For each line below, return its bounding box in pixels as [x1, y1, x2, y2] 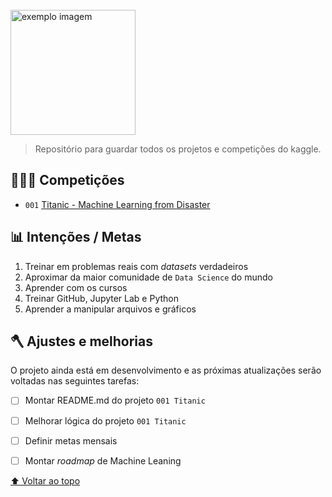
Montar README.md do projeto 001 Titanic [24, 394, 206, 407]
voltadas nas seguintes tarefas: [10, 375, 140, 387]
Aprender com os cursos [24, 281, 128, 293]
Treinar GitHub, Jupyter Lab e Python [24, 292, 179, 304]
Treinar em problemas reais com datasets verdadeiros [24, 260, 249, 272]
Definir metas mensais [24, 434, 118, 447]
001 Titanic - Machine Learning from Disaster [24, 198, 211, 210]
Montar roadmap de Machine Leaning [24, 454, 182, 467]
